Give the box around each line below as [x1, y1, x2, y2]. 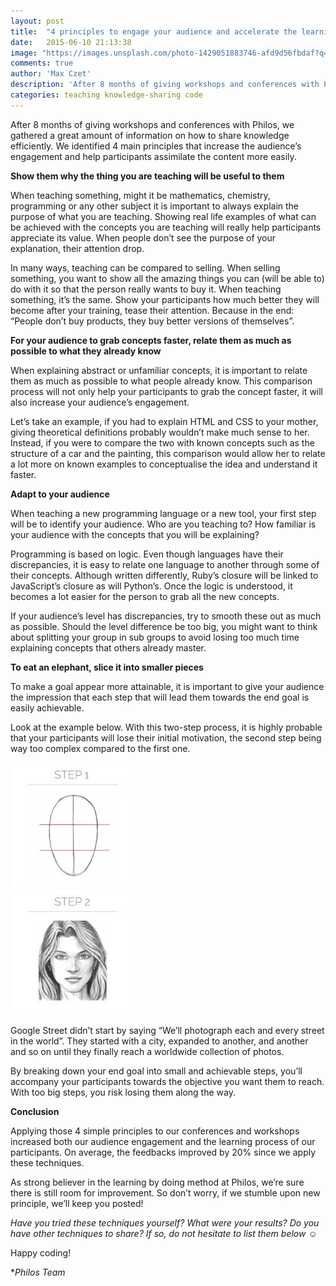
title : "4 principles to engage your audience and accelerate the [10, 26, 298, 37]
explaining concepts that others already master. [10, 641, 207, 654]
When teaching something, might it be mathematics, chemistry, [10, 189, 271, 201]
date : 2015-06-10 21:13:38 [10, 37, 132, 47]
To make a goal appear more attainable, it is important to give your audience [10, 680, 325, 692]
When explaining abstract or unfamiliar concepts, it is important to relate [10, 364, 308, 376]
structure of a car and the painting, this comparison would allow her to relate [10, 447, 326, 459]
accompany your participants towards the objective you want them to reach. [10, 1075, 325, 1087]
